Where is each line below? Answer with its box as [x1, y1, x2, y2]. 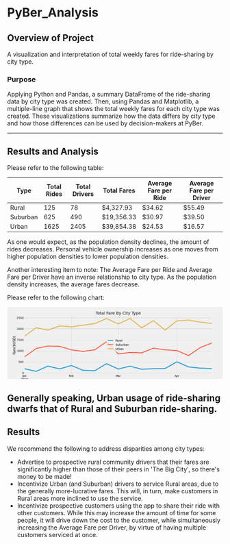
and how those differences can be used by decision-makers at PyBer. [7, 119, 204, 127]
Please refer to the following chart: [7, 293, 105, 301]
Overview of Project [7, 32, 94, 44]
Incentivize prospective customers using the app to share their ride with [16, 502, 220, 510]
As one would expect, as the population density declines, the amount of [7, 238, 209, 246]
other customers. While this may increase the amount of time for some [16, 508, 216, 517]
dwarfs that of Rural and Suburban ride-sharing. [7, 403, 218, 415]
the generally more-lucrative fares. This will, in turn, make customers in [16, 486, 218, 495]
